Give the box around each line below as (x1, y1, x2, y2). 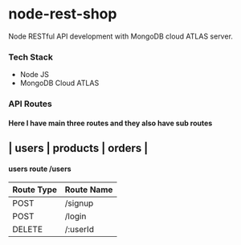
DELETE (12, 224, 43, 235)
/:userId (64, 224, 95, 235)
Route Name (64, 184, 113, 195)
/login (64, 210, 87, 222)
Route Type (12, 184, 58, 195)
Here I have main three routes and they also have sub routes (8, 118, 213, 128)
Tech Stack (8, 51, 54, 63)
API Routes (8, 98, 52, 109)
